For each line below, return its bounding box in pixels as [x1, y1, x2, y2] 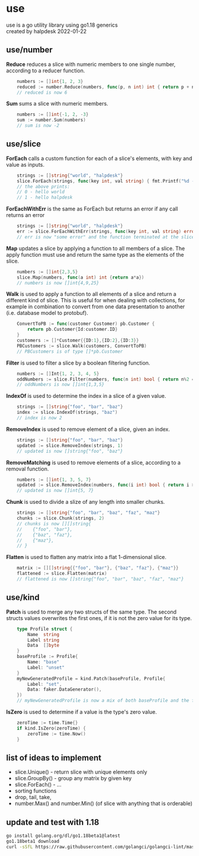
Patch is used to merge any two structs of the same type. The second [6, 608, 176, 615]
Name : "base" [27, 659, 60, 665]
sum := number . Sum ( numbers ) [17, 117, 86, 123]
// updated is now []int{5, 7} [17, 488, 94, 494]
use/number [6, 45, 53, 55]
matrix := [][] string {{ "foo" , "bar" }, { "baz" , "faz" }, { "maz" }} [17, 565, 179, 571]
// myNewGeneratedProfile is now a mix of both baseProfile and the [17, 698, 190, 704]
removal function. [6, 465, 49, 472]
